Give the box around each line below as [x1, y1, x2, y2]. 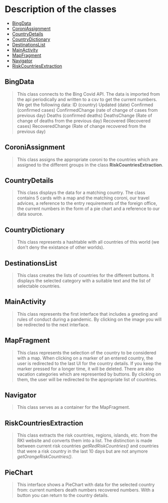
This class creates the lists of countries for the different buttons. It [17, 272, 154, 278]
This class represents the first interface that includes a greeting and [17, 311, 158, 317]
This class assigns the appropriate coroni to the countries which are [17, 156, 158, 162]
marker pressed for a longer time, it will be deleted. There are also [17, 366, 154, 372]
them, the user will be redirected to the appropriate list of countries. [17, 376, 157, 382]
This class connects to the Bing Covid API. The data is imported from [17, 91, 160, 97]
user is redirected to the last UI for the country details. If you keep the [17, 360, 161, 366]
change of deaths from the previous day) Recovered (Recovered [17, 117, 151, 124]
